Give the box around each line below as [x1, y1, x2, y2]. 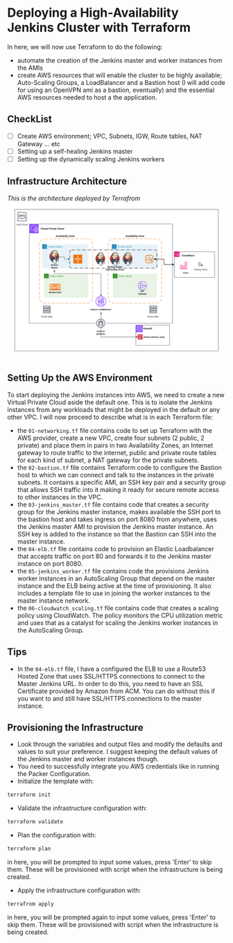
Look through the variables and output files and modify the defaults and [17, 740, 223, 749]
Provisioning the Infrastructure [7, 722, 144, 734]
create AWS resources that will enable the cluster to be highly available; [17, 71, 223, 79]
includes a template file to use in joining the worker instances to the [17, 589, 210, 597]
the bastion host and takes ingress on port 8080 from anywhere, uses [17, 515, 217, 523]
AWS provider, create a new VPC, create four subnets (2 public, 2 [17, 434, 205, 442]
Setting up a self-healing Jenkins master [17, 147, 133, 155]
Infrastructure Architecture [7, 175, 128, 187]
